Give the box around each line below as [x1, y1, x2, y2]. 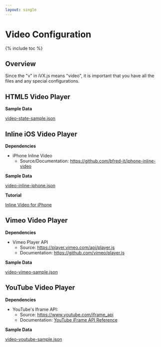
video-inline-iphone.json [5, 183, 56, 188]
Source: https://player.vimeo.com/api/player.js [19, 244, 115, 250]
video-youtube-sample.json [5, 336, 62, 342]
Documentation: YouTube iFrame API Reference [19, 317, 118, 323]
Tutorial [5, 192, 22, 198]
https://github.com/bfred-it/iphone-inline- [70, 158, 156, 164]
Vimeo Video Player [5, 216, 68, 225]
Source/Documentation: [19, 158, 69, 164]
